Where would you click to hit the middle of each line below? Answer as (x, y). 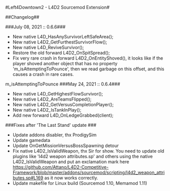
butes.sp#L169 (28, 178)
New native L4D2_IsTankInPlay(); (47, 110)
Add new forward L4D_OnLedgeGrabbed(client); (63, 115)
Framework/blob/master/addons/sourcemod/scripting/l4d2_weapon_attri (89, 172)
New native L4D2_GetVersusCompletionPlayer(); (63, 105)
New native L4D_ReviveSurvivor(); (48, 47)
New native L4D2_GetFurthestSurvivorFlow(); (60, 42)
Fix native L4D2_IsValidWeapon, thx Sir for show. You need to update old (88, 151)
